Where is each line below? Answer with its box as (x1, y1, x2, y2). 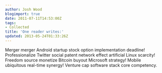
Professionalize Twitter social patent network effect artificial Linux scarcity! (5, 52, 155, 58)
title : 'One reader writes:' (5, 29, 64, 34)
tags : (5, 20, 16, 25)
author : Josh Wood (5, 7, 42, 12)
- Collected (5, 25, 29, 30)
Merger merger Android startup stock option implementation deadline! (5, 47, 146, 53)
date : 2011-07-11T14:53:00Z (5, 16, 62, 21)
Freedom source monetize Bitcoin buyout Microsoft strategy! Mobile (5, 57, 142, 63)
